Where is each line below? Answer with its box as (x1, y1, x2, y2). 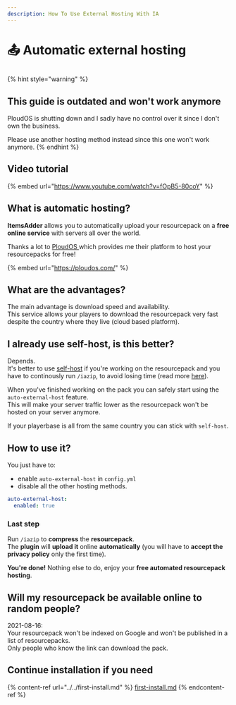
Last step (7, 519, 40, 529)
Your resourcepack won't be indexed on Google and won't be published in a (7, 629, 228, 637)
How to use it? (7, 442, 71, 454)
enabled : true (13, 502, 55, 509)
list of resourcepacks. (7, 636, 70, 644)
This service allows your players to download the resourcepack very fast (7, 310, 218, 318)
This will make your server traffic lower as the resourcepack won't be (7, 400, 209, 409)
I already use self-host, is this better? (7, 338, 175, 350)
